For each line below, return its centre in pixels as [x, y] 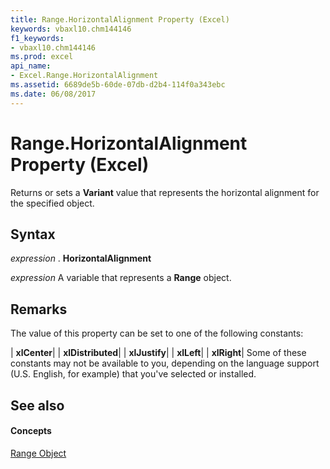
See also [37, 405]
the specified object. [52, 203]
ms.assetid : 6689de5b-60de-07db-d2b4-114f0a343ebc [118, 85]
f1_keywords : [37, 38]
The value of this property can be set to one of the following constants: [157, 333]
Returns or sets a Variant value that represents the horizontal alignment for [165, 192]
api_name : [31, 66]
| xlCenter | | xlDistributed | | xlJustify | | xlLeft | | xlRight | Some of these [158, 353]
